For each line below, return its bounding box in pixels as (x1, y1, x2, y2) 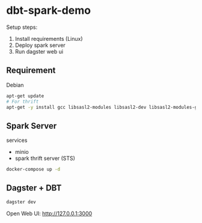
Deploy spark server (14, 41, 66, 49)
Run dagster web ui (14, 47, 64, 55)
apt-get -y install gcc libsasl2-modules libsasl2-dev (6, 104, 147, 110)
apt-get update (6, 93, 44, 99)
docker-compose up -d (6, 166, 61, 173)
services (6, 136, 28, 144)
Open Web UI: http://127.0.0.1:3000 (6, 210, 93, 217)
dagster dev (6, 199, 36, 205)
